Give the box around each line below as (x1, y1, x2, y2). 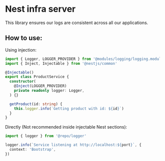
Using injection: (5, 47, 37, 53)
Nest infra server (5, 3, 76, 15)
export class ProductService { (5, 75, 69, 80)
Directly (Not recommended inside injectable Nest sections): (5, 124, 128, 130)
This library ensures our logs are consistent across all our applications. (5, 20, 148, 26)
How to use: (5, 34, 43, 42)
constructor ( (9, 79, 36, 84)
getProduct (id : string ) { (9, 102, 63, 107)
